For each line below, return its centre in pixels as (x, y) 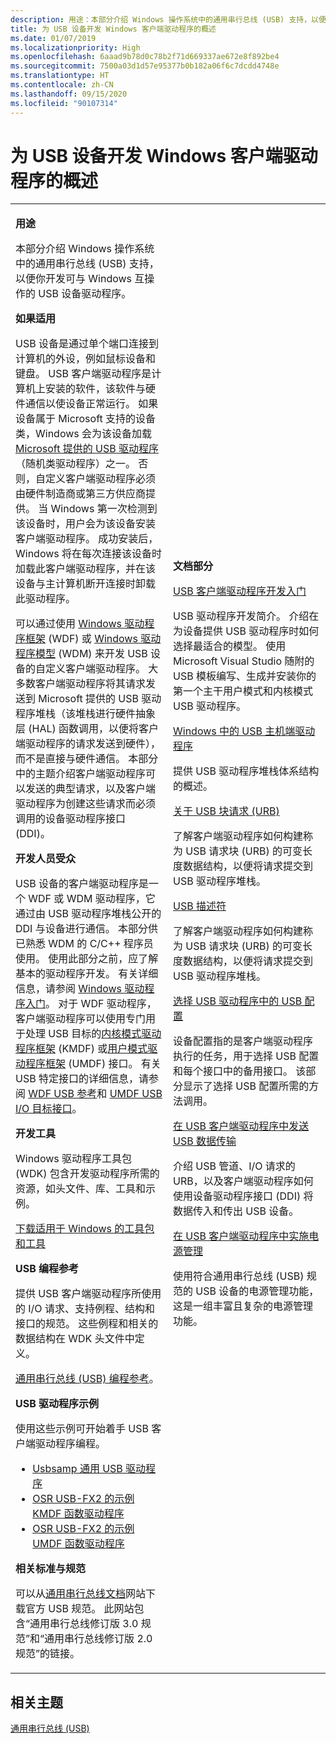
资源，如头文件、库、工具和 (81, 1189)
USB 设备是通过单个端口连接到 (87, 344)
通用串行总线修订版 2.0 (98, 1639)
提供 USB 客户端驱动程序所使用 (88, 1294)
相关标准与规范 (51, 1569)
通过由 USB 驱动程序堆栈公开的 (88, 914)
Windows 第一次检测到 (104, 509)
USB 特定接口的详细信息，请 (82, 1079)
